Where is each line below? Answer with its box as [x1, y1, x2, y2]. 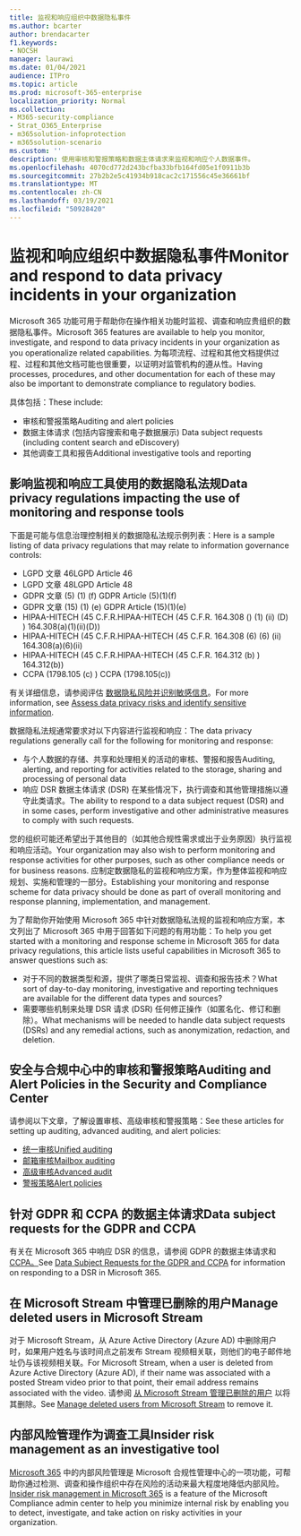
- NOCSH [9, 47, 39, 56]
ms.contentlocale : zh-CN [9, 188, 102, 197]
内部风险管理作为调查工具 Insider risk [9, 1428, 215, 1443]
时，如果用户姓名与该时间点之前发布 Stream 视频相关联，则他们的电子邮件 [9, 1345, 284, 1357]
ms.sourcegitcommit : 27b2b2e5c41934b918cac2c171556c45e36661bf [9, 171, 251, 180]
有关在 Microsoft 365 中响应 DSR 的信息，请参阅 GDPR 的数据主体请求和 [9, 1246, 277, 1257]
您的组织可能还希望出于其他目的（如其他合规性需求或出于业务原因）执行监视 [9, 833, 292, 844]
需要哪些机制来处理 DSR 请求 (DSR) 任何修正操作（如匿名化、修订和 [21, 1003, 273, 1014]
